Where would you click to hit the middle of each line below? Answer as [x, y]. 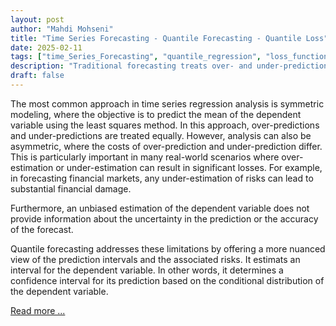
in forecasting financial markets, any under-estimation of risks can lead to [162, 178]
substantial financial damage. [71, 188]
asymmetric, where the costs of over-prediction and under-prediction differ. [166, 146]
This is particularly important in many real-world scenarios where [145, 157]
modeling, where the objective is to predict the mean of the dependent [156, 114]
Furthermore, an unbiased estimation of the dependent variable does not [160, 208]
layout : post [37, 19]
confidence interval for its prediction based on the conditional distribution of [167, 280]
